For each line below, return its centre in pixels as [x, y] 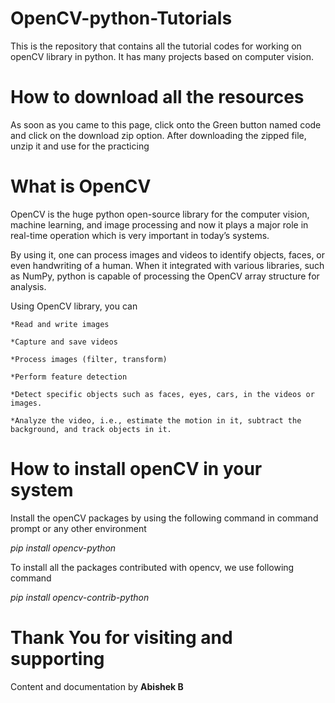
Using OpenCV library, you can [74, 306]
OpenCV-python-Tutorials [121, 18]
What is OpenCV [81, 186]
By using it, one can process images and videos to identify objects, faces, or [168, 254]
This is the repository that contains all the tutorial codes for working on [156, 46]
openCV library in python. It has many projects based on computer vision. [162, 56]
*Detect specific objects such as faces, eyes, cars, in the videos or [162, 394]
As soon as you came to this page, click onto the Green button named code [166, 124]
